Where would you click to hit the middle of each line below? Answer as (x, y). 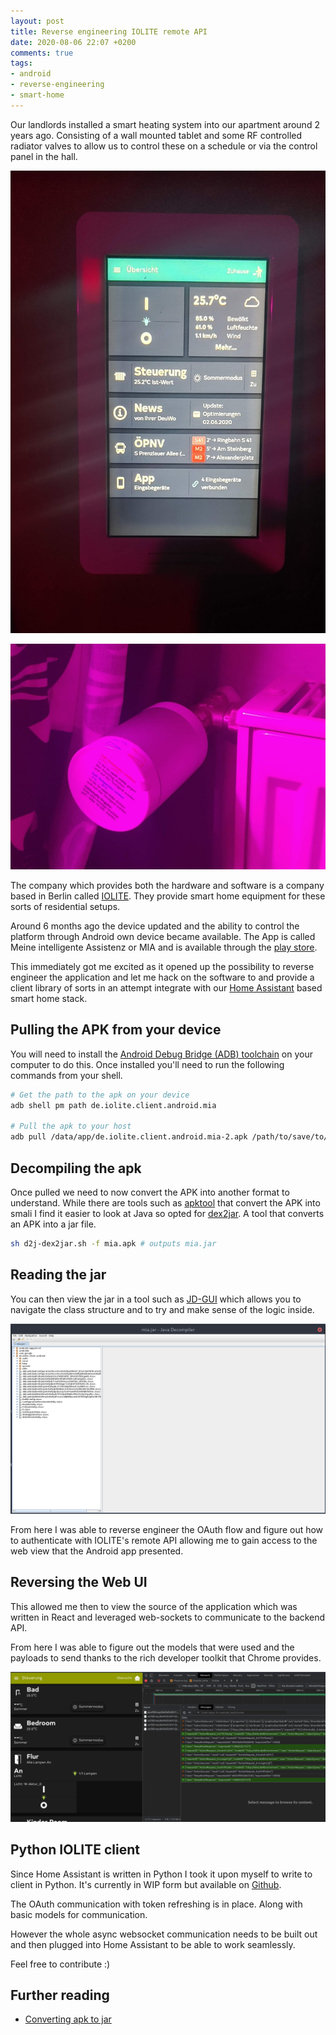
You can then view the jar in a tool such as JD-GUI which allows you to (156, 1299)
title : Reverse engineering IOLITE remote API (109, 31)
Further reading (60, 1995)
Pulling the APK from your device (116, 1030)
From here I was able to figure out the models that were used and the (152, 1647)
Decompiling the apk (76, 1168)
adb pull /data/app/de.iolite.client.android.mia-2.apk (129, 1137)
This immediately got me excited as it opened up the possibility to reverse (162, 966)
